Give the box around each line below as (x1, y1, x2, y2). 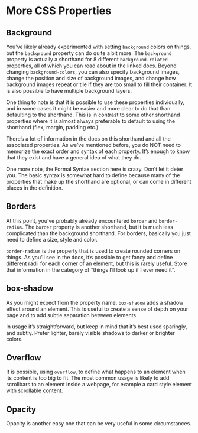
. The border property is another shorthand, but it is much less (21, 223, 173, 230)
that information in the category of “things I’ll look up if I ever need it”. (6, 266, 176, 273)
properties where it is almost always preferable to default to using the (6, 118, 176, 125)
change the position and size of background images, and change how (6, 75, 176, 82)
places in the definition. (6, 184, 63, 191)
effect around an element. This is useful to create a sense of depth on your (6, 305, 189, 312)
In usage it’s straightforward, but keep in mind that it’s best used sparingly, (6, 323, 187, 330)
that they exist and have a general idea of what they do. (6, 154, 142, 161)
